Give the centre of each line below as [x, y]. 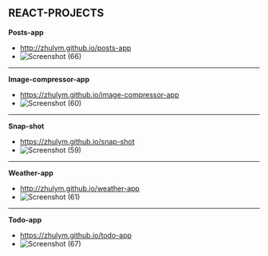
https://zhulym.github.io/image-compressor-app [99, 94]
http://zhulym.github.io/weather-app [79, 188]
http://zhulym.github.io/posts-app [75, 48]
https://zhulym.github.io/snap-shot [77, 141]
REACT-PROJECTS [56, 13]
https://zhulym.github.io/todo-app [76, 235]
